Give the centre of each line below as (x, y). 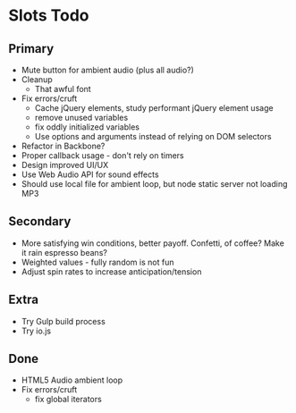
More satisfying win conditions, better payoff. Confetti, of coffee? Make (153, 243)
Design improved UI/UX (65, 165)
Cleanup (37, 80)
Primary (31, 49)
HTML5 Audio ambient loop (72, 380)
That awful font (63, 89)
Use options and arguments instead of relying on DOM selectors (153, 136)
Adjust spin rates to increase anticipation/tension (111, 271)
